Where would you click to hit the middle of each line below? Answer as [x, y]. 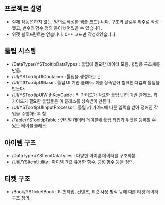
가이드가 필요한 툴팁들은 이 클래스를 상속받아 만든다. [62, 101]
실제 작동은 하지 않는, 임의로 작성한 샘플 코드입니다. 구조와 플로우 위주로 [81, 22]
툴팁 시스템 [20, 51]
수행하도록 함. [34, 113]
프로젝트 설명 [23, 9]
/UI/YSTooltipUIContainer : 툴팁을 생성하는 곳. [57, 76]
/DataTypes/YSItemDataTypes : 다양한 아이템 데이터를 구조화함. [74, 156]
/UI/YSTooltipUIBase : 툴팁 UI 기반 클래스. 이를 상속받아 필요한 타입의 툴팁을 [86, 82]
